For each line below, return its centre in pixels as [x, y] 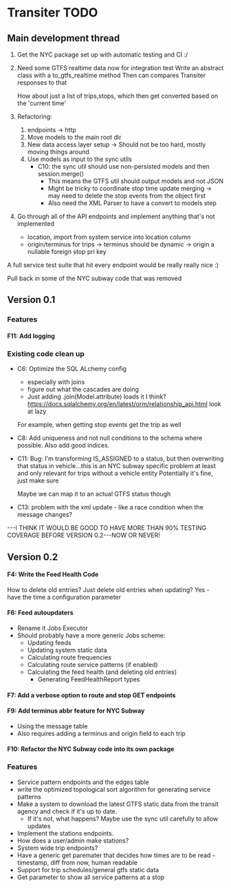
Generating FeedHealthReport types [89, 679]
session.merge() [61, 174]
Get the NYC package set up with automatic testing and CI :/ [102, 54]
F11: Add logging [31, 336]
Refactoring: [35, 116]
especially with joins [56, 382]
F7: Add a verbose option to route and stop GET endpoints [91, 695]
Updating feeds [49, 643]
